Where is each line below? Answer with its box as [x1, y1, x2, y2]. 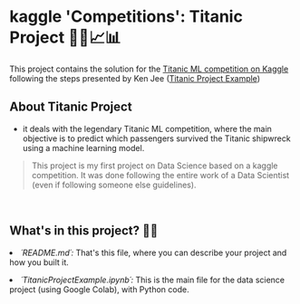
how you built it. [9, 256, 70, 268]
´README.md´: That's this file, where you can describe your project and [21, 247, 287, 258]
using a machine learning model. [22, 142, 145, 153]
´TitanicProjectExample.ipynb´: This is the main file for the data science [21, 274, 285, 285]
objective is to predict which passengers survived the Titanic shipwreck [22, 133, 292, 144]
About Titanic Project [9, 100, 133, 115]
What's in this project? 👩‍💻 [9, 223, 159, 239]
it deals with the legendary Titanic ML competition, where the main [22, 123, 272, 134]
